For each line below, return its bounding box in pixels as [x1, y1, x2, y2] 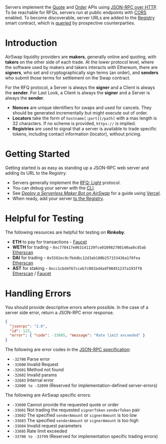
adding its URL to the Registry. [5, 170, 67, 176]
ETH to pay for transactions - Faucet [12, 239, 87, 245]
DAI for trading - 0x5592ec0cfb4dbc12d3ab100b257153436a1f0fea [12, 254, 140, 260]
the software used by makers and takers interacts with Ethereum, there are [5, 64, 158, 70]
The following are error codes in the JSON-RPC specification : [5, 347, 131, 353]
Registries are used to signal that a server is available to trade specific [12, 126, 157, 131]
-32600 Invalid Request [12, 362, 58, 368]
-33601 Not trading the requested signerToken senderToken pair [12, 407, 140, 413]
